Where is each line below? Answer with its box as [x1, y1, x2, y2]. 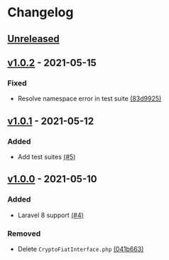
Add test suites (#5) [17, 152, 76, 161]
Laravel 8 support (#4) [17, 211, 84, 219]
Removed [7, 229, 41, 239]
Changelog [7, 4, 74, 21]
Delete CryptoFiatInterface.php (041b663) [17, 244, 144, 253]
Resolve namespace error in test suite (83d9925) [17, 94, 162, 103]
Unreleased [7, 33, 60, 45]
